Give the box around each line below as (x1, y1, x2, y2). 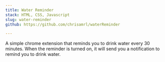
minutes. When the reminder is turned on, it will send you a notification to (5, 46, 160, 52)
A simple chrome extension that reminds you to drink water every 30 (5, 40, 150, 47)
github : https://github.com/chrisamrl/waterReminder (5, 22, 120, 27)
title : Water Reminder (5, 7, 54, 13)
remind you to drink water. (5, 51, 61, 57)
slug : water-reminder (5, 17, 52, 22)
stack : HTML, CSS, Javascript (5, 12, 70, 17)
